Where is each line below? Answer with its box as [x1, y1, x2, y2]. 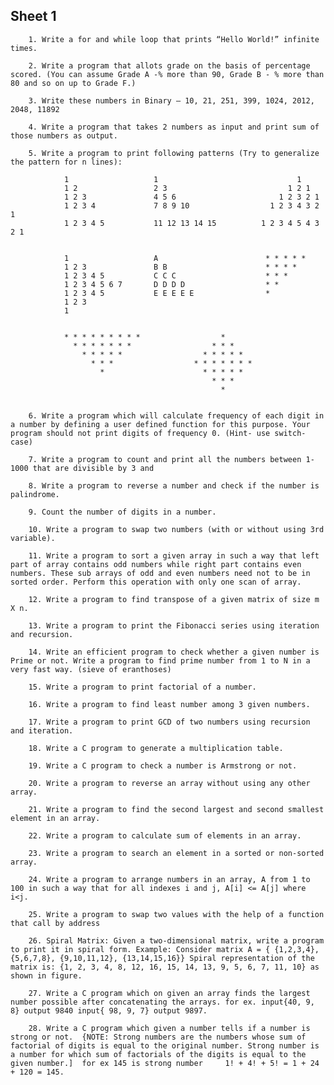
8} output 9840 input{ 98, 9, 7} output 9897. [10, 1005, 208, 1016]
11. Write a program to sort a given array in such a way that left [28, 550, 320, 561]
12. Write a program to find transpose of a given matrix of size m [28, 594, 320, 604]
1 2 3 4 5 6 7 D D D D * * [63, 279, 280, 289]
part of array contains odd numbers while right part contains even [10, 559, 302, 569]
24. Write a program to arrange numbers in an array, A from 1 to [28, 874, 311, 884]
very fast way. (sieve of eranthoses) [10, 664, 172, 674]
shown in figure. [10, 970, 83, 981]
